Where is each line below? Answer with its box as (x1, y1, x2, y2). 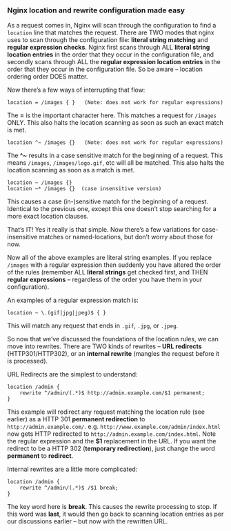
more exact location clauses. (7, 212, 89, 221)
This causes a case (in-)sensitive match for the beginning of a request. (7, 197, 209, 206)
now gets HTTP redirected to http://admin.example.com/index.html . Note (7, 430, 217, 438)
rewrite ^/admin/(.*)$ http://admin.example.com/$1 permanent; (19, 390, 205, 397)
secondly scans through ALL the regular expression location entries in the (7, 58, 221, 66)
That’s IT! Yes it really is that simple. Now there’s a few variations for (7, 226, 201, 234)
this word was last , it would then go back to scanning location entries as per (7, 510, 224, 519)
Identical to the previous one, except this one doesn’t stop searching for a (7, 205, 217, 213)
